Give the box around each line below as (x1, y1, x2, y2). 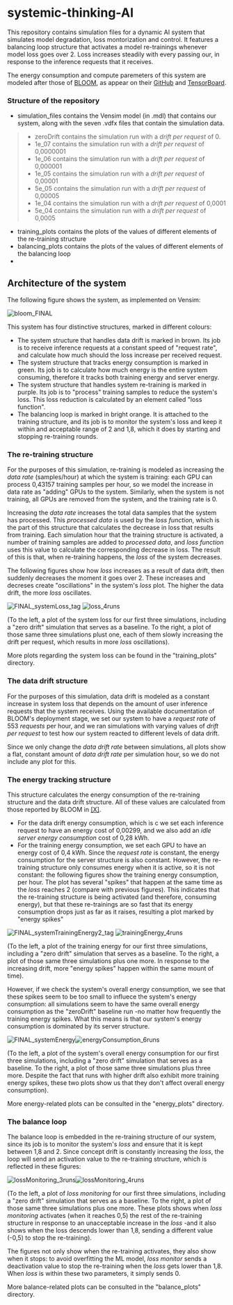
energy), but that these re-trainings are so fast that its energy (17, 900, 193, 908)
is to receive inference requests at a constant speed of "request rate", (17, 343, 218, 352)
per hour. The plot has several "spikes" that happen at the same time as (17, 877, 223, 886)
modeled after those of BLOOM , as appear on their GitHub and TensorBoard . (7, 78, 227, 86)
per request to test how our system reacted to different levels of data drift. (7, 729, 220, 737)
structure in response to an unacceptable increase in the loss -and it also (7, 1219, 217, 1227)
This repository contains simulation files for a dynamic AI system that (7, 28, 205, 36)
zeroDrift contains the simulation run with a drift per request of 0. (34, 132, 221, 141)
